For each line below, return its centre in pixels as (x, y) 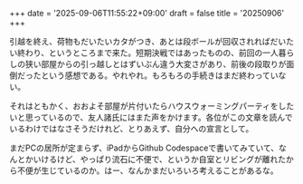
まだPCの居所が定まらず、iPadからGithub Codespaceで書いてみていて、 (144, 148)
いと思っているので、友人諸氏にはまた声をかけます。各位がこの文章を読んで (151, 117)
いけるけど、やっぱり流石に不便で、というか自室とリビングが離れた (160, 159)
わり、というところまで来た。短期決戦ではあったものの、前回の (144, 53)
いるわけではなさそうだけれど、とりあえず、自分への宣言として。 (132, 129)
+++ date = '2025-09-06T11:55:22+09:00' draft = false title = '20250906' (147, 13)
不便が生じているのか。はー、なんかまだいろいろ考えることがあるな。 (147, 170)
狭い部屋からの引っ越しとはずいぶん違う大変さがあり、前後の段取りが (156, 64)
